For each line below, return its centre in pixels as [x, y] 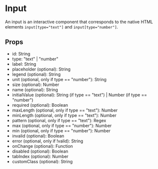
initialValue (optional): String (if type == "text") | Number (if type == [79, 95]
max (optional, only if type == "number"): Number [62, 126]
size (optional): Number [36, 84]
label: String [24, 64]
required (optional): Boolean [40, 105]
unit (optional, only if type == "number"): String [59, 79]
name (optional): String [35, 89]
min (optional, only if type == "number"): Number [61, 130]
